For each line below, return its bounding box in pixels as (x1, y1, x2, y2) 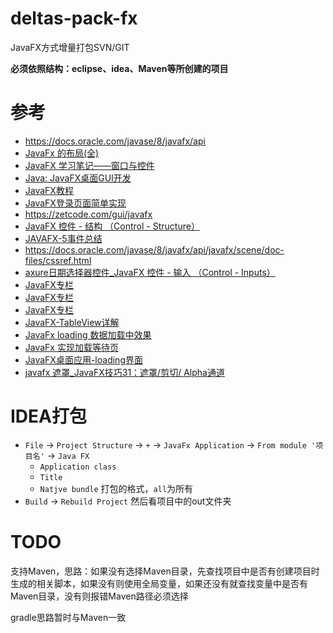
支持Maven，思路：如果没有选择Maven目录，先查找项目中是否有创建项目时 (10, 565, 320, 577)
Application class (39, 462, 117, 472)
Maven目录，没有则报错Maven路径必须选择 (10, 590, 189, 602)
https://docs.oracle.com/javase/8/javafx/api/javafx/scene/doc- (24, 243, 285, 256)
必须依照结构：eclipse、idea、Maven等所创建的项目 (10, 62, 229, 74)
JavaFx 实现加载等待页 (24, 341, 119, 353)
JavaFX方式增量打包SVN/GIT (10, 41, 130, 53)
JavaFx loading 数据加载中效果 (24, 328, 152, 341)
